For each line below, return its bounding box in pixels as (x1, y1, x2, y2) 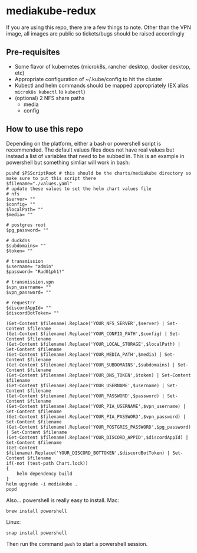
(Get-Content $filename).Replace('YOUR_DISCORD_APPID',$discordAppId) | (6, 434, 189, 441)
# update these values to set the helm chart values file (6, 185, 152, 192)
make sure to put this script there (6, 175, 96, 181)
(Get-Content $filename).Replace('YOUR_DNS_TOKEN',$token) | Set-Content (6, 372, 192, 378)
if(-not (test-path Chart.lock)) (6, 460, 88, 466)
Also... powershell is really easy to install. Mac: (6, 496, 120, 504)
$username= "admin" (6, 263, 54, 269)
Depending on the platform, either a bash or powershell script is (6, 140, 161, 147)
